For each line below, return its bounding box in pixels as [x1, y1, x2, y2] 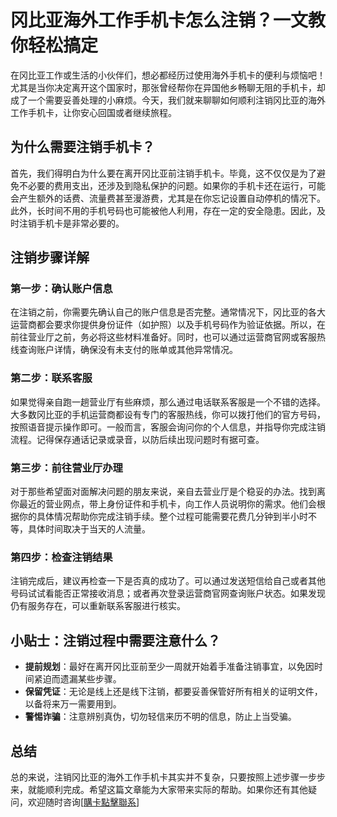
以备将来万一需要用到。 [24, 698, 122, 710]
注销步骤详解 [10, 249, 90, 266]
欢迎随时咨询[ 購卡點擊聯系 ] [27, 796, 140, 808]
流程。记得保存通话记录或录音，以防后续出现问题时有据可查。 [10, 433, 265, 445]
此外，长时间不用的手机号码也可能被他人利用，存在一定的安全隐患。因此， [10, 204, 317, 216]
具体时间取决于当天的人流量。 [27, 523, 151, 535]
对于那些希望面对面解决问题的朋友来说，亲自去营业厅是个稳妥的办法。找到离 [10, 486, 326, 498]
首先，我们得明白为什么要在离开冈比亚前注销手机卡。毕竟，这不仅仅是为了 [10, 167, 317, 179]
